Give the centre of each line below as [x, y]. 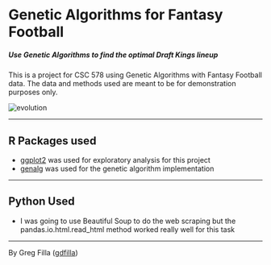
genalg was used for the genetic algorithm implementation [117, 168]
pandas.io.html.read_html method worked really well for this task [127, 229]
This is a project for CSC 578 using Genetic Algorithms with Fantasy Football [135, 75]
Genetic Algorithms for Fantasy [116, 15]
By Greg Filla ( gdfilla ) [43, 252]
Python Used [42, 202]
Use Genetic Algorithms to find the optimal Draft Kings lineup [113, 55]
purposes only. [33, 92]
